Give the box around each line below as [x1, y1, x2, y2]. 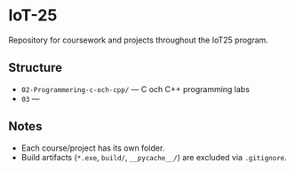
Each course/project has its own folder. [20, 143, 165, 153]
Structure [8, 60, 63, 75]
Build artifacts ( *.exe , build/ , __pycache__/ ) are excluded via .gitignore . [20, 152, 287, 162]
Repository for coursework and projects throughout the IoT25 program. [8, 35, 268, 45]
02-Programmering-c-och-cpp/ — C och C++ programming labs [20, 83, 251, 94]
